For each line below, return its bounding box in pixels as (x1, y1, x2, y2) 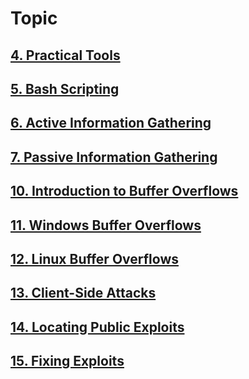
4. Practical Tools (10, 47, 121, 64)
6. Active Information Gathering (10, 115, 212, 132)
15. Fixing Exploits (10, 353, 125, 370)
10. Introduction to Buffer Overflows (10, 183, 239, 200)
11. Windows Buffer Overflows (10, 217, 202, 234)
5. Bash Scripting (10, 80, 120, 97)
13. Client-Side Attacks (10, 285, 157, 302)
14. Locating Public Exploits (10, 318, 185, 336)
